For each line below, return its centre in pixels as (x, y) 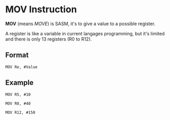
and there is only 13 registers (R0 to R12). (49, 39)
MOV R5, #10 (18, 94)
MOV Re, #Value (22, 67)
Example (19, 83)
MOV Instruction (41, 9)
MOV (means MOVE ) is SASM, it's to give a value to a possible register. (80, 24)
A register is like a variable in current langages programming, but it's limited (85, 33)
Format (17, 55)
